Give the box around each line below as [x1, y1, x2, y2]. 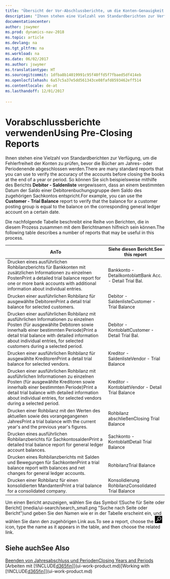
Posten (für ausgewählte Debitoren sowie [7, 321, 94, 328]
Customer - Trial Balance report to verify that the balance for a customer [5, 198, 158, 204]
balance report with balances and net [7, 465, 85, 471]
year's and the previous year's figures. [7, 424, 88, 430]
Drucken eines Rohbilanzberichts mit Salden [7, 454, 100, 460]
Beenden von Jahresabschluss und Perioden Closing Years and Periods [5, 557, 153, 563]
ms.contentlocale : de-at [5, 83, 58, 88]
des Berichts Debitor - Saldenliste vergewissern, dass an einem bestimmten [5, 182, 165, 188]
